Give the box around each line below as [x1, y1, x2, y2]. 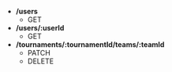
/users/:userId [15, 23, 65, 32]
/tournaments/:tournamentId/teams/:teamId [15, 40, 165, 49]
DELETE [27, 56, 54, 66]
